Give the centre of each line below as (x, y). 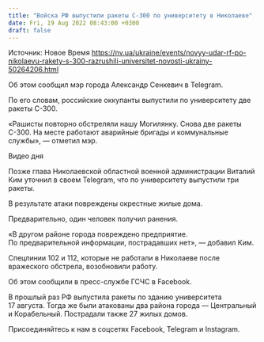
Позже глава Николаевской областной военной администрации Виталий (132, 172)
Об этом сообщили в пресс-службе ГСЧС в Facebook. (100, 282)
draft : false (30, 30)
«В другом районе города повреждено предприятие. (98, 234)
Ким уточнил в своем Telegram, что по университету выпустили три (124, 180)
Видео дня (26, 156)
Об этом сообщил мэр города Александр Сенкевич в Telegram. (116, 85)
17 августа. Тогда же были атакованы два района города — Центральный (132, 306)
